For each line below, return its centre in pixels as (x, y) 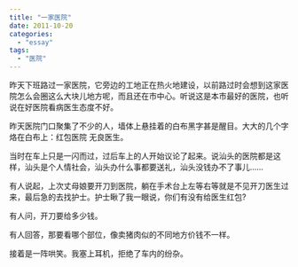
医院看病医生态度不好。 (75, 107)
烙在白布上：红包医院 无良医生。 (69, 137)
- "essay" (35, 42)
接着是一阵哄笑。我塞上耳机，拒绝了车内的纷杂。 (98, 253)
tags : (19, 51)
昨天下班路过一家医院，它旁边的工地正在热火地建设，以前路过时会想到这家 (145, 85)
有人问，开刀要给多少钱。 (56, 216)
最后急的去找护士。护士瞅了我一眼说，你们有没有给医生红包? (135, 197)
